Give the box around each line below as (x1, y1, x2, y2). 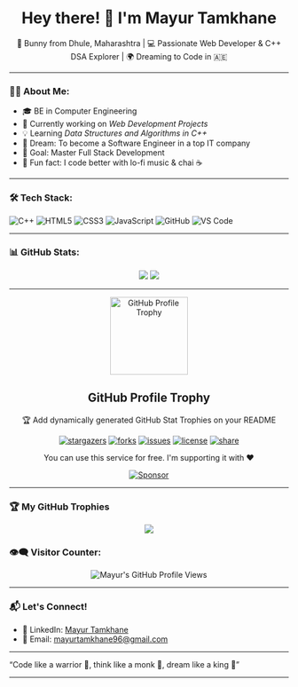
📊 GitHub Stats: (9, 246, 80, 258)
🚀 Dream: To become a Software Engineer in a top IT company (21, 138, 251, 149)
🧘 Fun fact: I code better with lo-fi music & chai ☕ (21, 157, 203, 168)
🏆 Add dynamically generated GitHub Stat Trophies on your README (21, 415, 277, 425)
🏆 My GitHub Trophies (9, 501, 110, 513)
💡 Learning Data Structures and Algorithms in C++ (21, 128, 208, 138)
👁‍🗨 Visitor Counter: (9, 546, 102, 558)
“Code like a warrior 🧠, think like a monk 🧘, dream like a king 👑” (9, 659, 240, 669)
